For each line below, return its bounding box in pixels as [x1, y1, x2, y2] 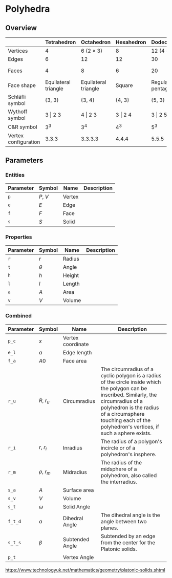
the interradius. [100, 478, 137, 485]
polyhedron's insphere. [100, 451, 157, 458]
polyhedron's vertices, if [100, 423, 160, 430]
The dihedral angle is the [100, 511, 160, 519]
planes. [100, 524, 119, 531]
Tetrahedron [45, 39, 76, 46]
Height [62, 272, 79, 279]
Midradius [62, 468, 87, 476]
